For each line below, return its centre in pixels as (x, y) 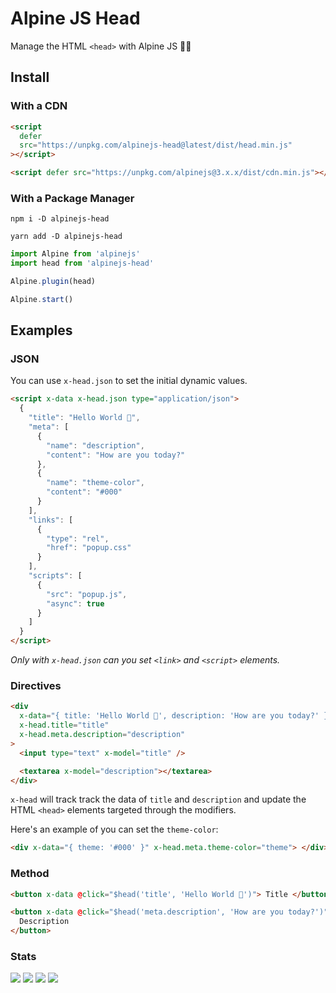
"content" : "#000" (84, 492)
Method (30, 874)
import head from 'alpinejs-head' (82, 263)
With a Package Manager (72, 198)
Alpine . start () (42, 299)
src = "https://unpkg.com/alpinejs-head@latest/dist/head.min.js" (156, 145)
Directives (36, 686)
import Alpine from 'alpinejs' (75, 254)
